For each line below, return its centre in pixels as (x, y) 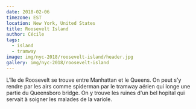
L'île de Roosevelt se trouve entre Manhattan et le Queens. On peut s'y (94, 80)
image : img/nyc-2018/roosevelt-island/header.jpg (70, 57)
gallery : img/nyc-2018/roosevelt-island (58, 62)
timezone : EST (24, 18)
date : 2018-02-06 (28, 12)
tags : (13, 40)
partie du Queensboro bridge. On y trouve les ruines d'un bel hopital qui (96, 93)
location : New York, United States (51, 23)
